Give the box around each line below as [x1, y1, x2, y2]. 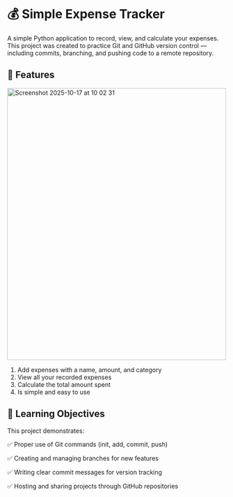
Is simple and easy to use [17, 388, 90, 396]
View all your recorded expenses [17, 373, 112, 381]
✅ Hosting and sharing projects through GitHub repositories [7, 482, 179, 490]
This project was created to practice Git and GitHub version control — [7, 41, 207, 49]
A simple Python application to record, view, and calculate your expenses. [7, 33, 219, 43]
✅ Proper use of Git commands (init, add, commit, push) [7, 440, 168, 448]
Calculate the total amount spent [17, 380, 111, 388]
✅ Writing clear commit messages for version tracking [7, 468, 162, 476]
